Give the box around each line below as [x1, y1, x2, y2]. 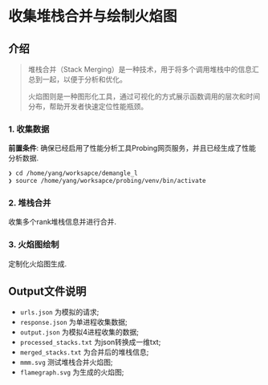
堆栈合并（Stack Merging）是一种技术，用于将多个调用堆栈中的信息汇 [27, 65, 259, 74]
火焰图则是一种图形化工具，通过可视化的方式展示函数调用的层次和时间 [27, 91, 261, 101]
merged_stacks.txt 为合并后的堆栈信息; [19, 347, 149, 357]
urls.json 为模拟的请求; [19, 307, 99, 317]
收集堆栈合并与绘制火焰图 [8, 7, 178, 26]
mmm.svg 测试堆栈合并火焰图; [19, 358, 114, 367]
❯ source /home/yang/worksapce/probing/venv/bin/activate [8, 177, 206, 185]
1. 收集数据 [8, 124, 50, 135]
